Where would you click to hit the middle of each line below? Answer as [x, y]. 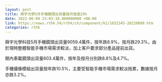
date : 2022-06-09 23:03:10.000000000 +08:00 [51, 18]
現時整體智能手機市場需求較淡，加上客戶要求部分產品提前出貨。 [73, 48]
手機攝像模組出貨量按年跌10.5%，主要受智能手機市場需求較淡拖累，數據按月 [81, 69]
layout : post [18, 9]
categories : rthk [23, 28]
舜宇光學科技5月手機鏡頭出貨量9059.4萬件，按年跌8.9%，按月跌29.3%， [79, 42]
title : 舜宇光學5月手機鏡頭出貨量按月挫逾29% [46, 14]
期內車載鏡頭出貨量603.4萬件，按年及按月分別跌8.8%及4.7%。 [68, 58]
